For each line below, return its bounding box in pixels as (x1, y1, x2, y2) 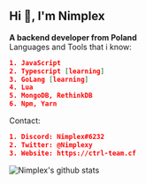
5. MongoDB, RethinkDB (9, 92, 93, 100)
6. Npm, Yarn (9, 99, 58, 108)
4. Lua (9, 83, 34, 92)
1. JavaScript (9, 58, 62, 67)
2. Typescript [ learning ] (9, 67, 104, 76)
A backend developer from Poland (9, 32, 137, 42)
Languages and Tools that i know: (9, 41, 133, 52)
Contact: (9, 115, 42, 126)
